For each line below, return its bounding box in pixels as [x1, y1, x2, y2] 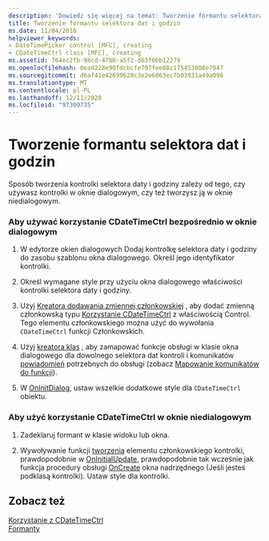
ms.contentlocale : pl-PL [8, 86, 91, 95]
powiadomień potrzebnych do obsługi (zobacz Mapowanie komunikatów [19, 359, 259, 369]
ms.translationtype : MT [8, 79, 88, 87]
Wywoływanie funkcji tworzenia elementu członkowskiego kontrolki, [19, 446, 245, 455]
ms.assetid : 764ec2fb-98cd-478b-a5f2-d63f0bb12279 [8, 57, 181, 65]
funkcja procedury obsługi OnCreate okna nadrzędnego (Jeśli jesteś [19, 462, 246, 472]
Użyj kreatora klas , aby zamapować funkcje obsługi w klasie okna [19, 342, 239, 352]
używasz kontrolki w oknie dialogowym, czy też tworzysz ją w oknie [8, 188, 234, 197]
